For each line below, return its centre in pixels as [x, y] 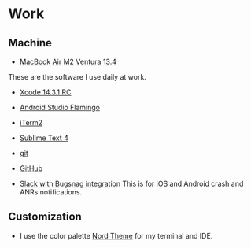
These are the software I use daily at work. [78, 77]
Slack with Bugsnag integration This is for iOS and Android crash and [131, 183]
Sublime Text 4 [44, 138]
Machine [30, 43]
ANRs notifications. [51, 192]
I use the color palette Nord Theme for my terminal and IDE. [116, 235]
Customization [45, 217]
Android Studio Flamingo [60, 107]
